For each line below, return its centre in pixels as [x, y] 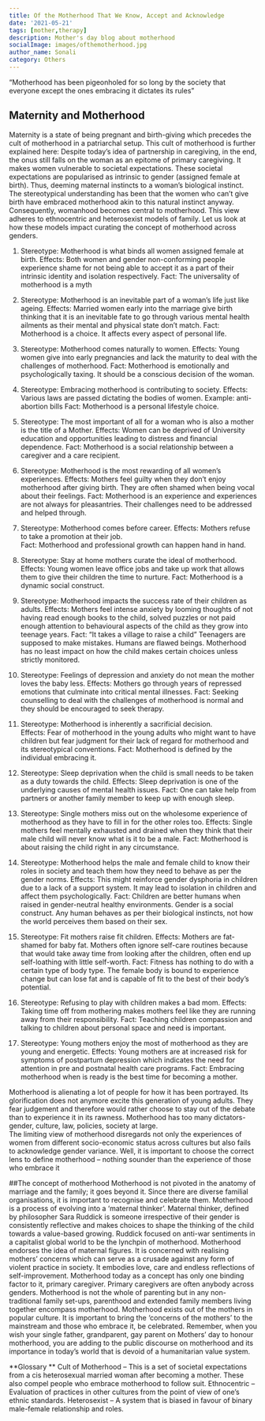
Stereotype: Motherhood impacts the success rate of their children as [134, 600]
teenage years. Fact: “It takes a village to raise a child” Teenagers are [133, 634]
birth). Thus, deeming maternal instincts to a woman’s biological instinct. [126, 185]
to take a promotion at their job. [71, 536]
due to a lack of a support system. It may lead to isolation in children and [138, 887]
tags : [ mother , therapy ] [48, 30]
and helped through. [53, 512]
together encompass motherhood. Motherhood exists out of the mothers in [131, 1309]
